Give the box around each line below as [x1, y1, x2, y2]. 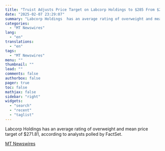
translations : [5, 39, 34, 44]
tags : [5, 48, 16, 53]
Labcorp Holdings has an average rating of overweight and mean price [5, 126, 148, 132]
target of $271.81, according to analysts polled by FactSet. [5, 131, 123, 137]
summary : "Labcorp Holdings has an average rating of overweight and [5, 16, 153, 21]
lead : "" [5, 67, 23, 72]
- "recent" [9, 108, 32, 113]
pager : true [5, 80, 29, 85]
